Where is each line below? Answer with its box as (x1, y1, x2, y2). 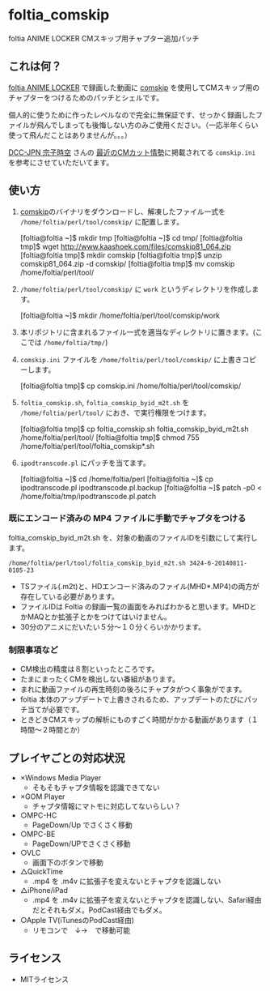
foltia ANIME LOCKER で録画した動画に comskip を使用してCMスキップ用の (8, 83, 260, 92)
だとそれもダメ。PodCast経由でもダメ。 (32, 905, 167, 915)
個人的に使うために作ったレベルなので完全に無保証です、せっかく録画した (8, 109, 256, 119)
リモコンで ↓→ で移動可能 (32, 925, 131, 935)
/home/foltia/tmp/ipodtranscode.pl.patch (19, 491, 157, 501)
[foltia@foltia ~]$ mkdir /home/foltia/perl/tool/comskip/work (19, 310, 221, 320)
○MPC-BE (19, 829, 56, 839)
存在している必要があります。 (19, 592, 119, 601)
